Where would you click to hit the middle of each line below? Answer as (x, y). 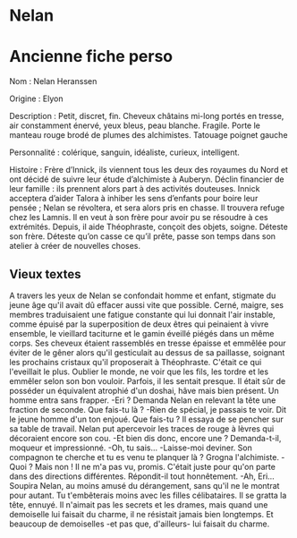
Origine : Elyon (36, 98)
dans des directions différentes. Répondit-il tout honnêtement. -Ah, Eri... (142, 476)
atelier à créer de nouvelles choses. (75, 246)
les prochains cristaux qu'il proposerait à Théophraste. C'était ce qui (136, 362)
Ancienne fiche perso (91, 57)
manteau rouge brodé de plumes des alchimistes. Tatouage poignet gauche (148, 135)
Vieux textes (45, 274)
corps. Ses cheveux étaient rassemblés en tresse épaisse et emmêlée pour (148, 343)
